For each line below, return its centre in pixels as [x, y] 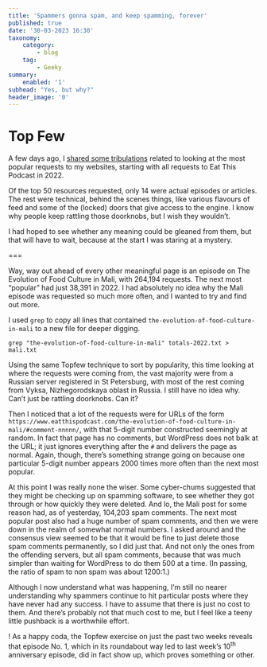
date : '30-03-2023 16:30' [51, 30]
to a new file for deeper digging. [88, 329]
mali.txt [23, 350]
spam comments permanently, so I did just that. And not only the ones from [132, 547]
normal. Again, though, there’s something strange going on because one [126, 455]
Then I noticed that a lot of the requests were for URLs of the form [116, 414]
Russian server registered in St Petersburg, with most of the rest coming [126, 382]
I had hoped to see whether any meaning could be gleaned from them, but [130, 232]
